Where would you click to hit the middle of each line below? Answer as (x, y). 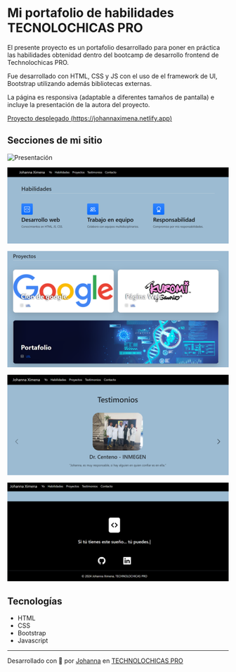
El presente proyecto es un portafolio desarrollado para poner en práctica (114, 47)
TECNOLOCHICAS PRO (75, 28)
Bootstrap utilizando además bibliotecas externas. (80, 83)
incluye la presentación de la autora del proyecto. (79, 104)
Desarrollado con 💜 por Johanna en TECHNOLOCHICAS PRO (96, 661)
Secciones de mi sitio (55, 141)
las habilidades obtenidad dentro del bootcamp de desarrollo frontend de (113, 55)
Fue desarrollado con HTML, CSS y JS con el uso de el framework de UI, (112, 76)
